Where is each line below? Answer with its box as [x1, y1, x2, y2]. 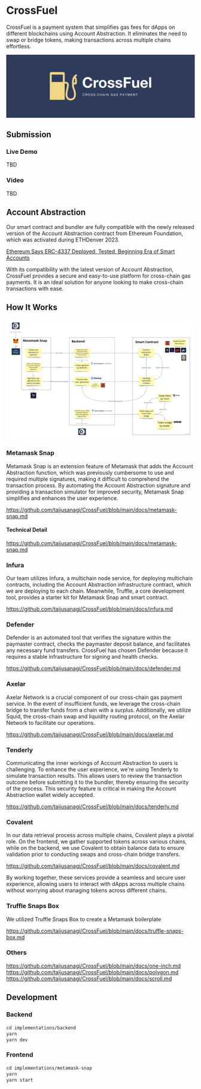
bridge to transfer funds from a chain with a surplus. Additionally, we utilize [6, 706, 191, 713]
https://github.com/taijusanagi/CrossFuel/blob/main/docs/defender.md [6, 665, 181, 672]
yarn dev [6, 1037, 28, 1043]
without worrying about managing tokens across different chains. [6, 887, 167, 894]
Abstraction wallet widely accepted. [6, 791, 95, 798]
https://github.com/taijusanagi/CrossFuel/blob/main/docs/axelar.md [6, 731, 173, 738]
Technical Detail [6, 526, 48, 534]
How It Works [6, 302, 58, 313]
